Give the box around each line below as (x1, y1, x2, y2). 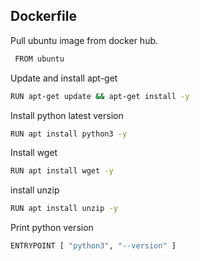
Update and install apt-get (10, 72, 118, 84)
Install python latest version (10, 109, 124, 121)
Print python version (10, 222, 94, 234)
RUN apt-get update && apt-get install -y (10, 91, 190, 101)
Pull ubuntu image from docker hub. (10, 34, 159, 46)
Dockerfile (10, 8, 78, 25)
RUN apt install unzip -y (10, 204, 118, 214)
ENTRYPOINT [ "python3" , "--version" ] (10, 241, 177, 251)
